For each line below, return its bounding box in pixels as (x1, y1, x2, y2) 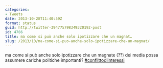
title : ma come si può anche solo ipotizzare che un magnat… (5, 34, 133, 39)
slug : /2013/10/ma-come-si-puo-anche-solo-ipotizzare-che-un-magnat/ (5, 39, 150, 44)
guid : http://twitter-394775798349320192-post (5, 25, 102, 30)
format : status (5, 20, 36, 26)
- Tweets (5, 12, 23, 17)
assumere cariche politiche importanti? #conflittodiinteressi (5, 57, 125, 63)
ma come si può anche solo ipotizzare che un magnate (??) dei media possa (5, 52, 159, 58)
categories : (5, 7, 29, 12)
